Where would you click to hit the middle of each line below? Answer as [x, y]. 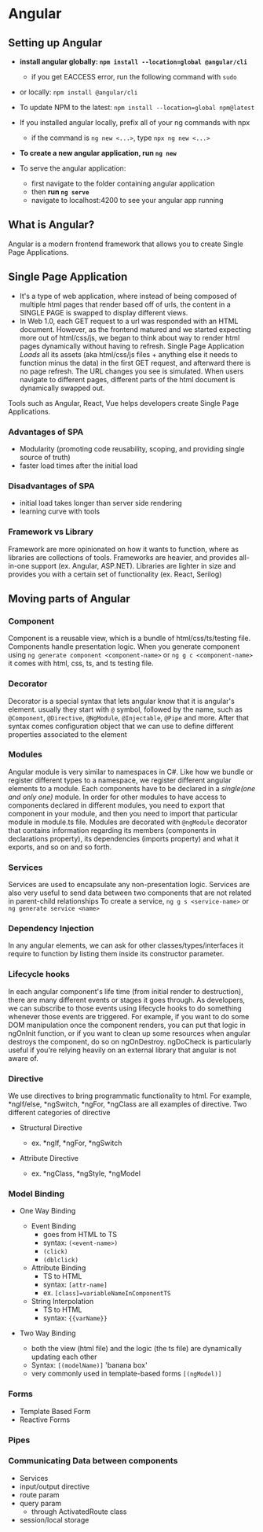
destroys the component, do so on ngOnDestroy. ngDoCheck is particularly [130, 1041]
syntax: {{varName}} [75, 1318]
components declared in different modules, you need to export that [117, 805]
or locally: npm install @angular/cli [79, 92]
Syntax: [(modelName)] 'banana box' [89, 1365]
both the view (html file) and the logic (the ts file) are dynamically [136, 1349]
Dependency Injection [51, 929]
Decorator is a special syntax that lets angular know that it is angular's [122, 701]
